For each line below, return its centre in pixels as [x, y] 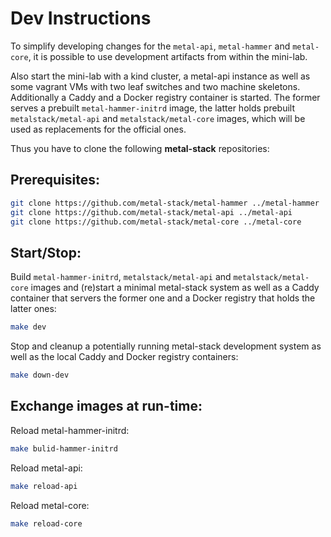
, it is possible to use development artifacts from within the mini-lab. [168, 56]
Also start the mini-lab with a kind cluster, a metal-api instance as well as [160, 76]
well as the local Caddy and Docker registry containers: [124, 357]
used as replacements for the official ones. [98, 129]
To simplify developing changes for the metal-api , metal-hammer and [150, 46]
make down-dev [40, 375]
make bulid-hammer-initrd [64, 448]
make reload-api [44, 486]
